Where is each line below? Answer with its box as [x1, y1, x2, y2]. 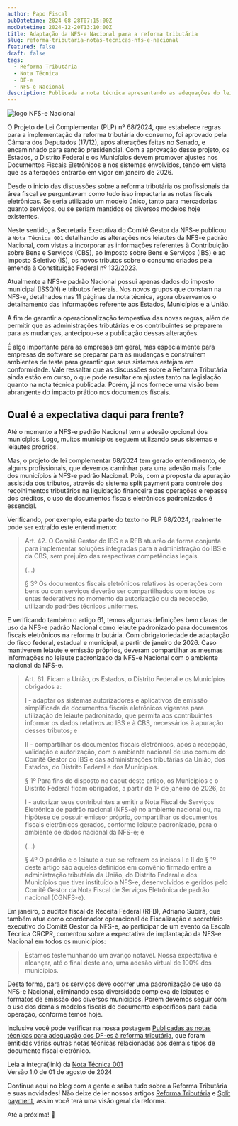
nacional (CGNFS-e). [24, 893, 86, 902]
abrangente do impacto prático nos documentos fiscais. [7, 388, 171, 396]
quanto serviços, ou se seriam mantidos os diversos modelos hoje [7, 205, 200, 213]
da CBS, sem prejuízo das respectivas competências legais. [24, 551, 200, 560]
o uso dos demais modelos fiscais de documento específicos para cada [7, 1002, 217, 1011]
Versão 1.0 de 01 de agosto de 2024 [7, 1067, 113, 1076]
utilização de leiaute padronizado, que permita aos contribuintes [24, 711, 213, 720]
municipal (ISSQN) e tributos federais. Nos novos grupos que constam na [7, 285, 222, 293]
